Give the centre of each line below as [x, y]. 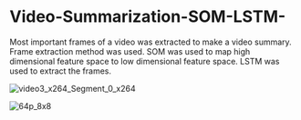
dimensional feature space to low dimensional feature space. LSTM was [145, 61]
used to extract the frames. [61, 71]
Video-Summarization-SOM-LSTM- [148, 17]
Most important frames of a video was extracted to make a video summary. [150, 42]
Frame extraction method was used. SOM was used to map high [130, 51]
